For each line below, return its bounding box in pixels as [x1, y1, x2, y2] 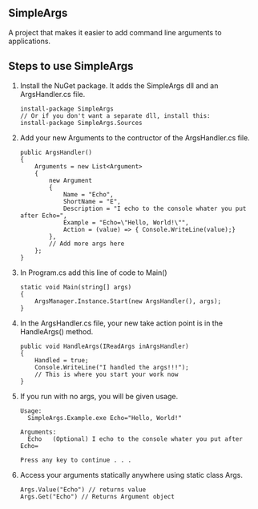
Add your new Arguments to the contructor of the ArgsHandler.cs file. [19, 132, 250, 143]
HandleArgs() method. [19, 326, 94, 336]
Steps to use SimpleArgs [8, 59, 134, 73]
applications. [8, 36, 50, 46]
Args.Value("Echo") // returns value [19, 485, 147, 494]
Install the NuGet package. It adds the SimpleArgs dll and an [19, 80, 219, 91]
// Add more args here [49, 240, 125, 248]
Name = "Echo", [62, 190, 114, 199]
